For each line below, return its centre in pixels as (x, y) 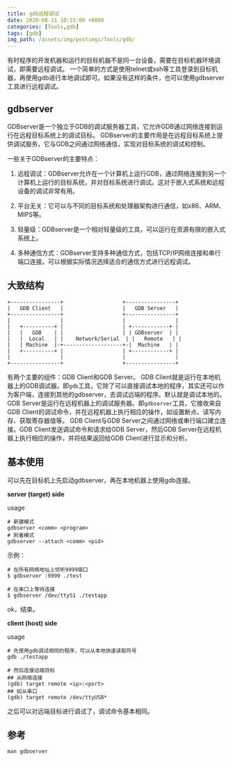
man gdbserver (28, 752)
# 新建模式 (21, 521)
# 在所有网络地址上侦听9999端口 (48, 570)
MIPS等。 (31, 214)
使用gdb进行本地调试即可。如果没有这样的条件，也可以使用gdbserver (125, 78)
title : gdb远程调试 (33, 14)
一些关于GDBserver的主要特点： (53, 158)
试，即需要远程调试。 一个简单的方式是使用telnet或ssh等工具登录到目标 (110, 69)
